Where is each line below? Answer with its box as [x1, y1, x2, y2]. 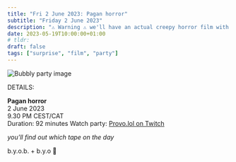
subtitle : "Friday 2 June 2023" [7, 17, 102, 24]
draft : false [7, 43, 46, 50]
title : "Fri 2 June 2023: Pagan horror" [7, 10, 129, 18]
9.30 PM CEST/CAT [7, 111, 64, 120]
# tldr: [7, 37, 30, 44]
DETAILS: [7, 83, 35, 91]
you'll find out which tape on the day [7, 132, 114, 141]
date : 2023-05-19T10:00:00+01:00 [7, 30, 106, 37]
